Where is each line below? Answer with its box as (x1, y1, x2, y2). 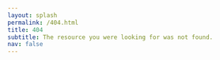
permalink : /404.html (7, 19, 79, 26)
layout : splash (7, 11, 58, 19)
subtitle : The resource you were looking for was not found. (7, 33, 214, 41)
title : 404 (7, 26, 44, 34)
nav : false (7, 41, 44, 48)
